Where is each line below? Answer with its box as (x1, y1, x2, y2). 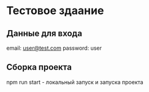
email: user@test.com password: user (6, 44, 102, 52)
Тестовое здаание (6, 4, 104, 18)
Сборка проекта (6, 62, 72, 72)
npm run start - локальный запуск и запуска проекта (6, 78, 143, 86)
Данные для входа (6, 28, 83, 39)
